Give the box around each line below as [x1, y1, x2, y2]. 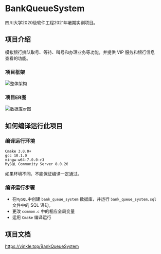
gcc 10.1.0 [5, 153, 27, 158]
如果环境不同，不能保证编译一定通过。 [5, 171, 82, 177]
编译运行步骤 [5, 184, 36, 191]
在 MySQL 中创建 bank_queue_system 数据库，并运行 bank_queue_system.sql [12, 196, 157, 202]
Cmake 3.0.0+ [5, 149, 32, 154]
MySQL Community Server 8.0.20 [5, 162, 69, 167]
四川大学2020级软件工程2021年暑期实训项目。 [5, 20, 98, 25]
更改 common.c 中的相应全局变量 [12, 208, 75, 215]
